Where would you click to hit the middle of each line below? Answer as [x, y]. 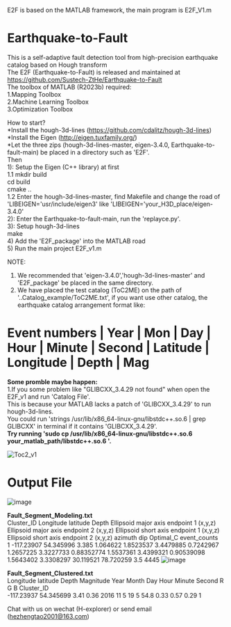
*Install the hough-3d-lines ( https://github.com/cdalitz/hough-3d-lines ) [110, 130]
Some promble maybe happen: [52, 381]
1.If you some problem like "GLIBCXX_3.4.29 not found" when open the [109, 389]
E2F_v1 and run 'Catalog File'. [49, 397]
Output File [40, 483]
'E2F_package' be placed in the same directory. [85, 283]
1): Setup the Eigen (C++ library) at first [63, 167]
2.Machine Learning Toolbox [48, 102]
